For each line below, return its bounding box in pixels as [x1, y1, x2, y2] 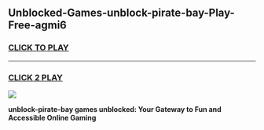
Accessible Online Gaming [8, 113, 97, 122]
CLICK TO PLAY [8, 43, 69, 54]
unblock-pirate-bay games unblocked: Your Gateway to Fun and [8, 104, 222, 113]
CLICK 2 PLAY [8, 72, 63, 83]
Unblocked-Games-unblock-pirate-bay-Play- [8, 6, 236, 20]
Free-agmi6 [8, 19, 67, 32]
